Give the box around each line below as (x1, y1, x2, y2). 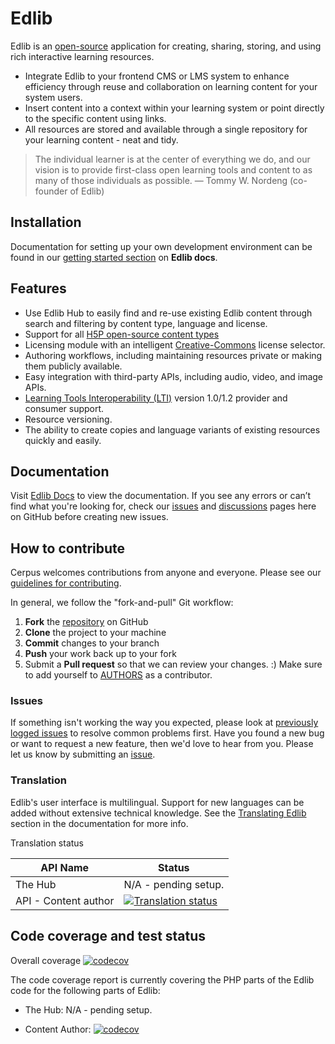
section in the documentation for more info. (10, 817, 189, 829)
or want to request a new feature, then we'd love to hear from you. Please (10, 738, 314, 750)
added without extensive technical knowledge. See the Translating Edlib (10, 807, 307, 819)
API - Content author (15, 893, 115, 907)
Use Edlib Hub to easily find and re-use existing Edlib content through (24, 307, 313, 319)
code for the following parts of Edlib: (10, 984, 161, 996)
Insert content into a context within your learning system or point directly (24, 102, 325, 114)
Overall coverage (10, 954, 82, 966)
